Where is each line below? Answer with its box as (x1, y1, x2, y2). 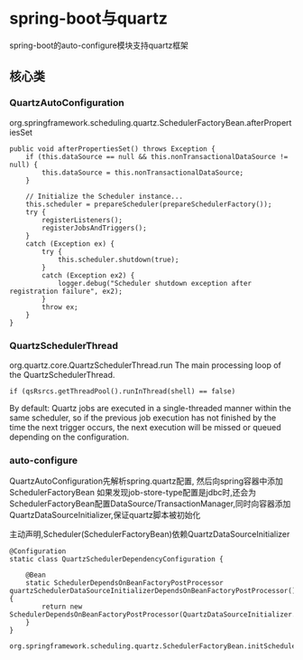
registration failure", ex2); (9, 287, 124, 296)
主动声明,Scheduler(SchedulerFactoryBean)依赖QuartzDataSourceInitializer (9, 529, 290, 540)
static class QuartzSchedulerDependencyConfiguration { (9, 555, 224, 564)
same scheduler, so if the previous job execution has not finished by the (9, 412, 277, 423)
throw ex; (41, 302, 78, 312)
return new (41, 602, 83, 611)
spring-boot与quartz (9, 8, 169, 29)
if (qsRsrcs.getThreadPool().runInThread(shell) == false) (9, 386, 236, 396)
